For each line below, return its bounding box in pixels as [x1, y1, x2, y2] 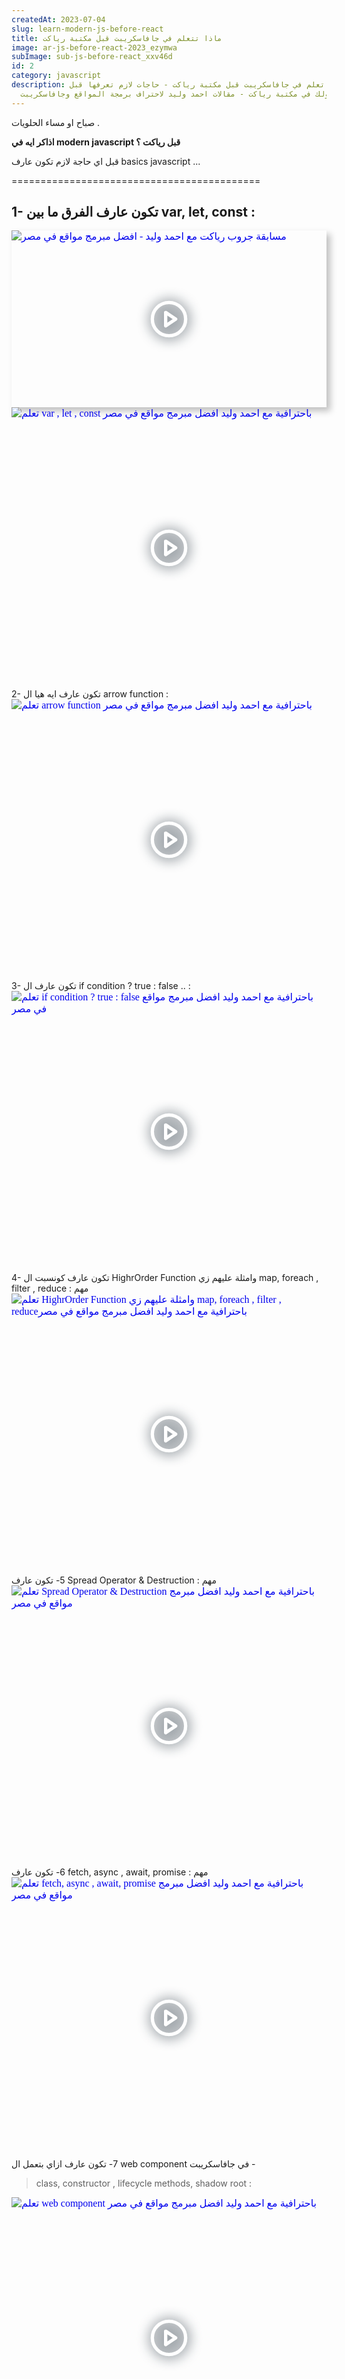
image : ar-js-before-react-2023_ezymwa [11, 42, 178, 53]
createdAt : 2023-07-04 [11, 14, 106, 25]
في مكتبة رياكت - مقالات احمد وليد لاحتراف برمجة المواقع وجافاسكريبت [20, 89, 312, 99]
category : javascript [11, 71, 102, 81]
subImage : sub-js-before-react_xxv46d [11, 52, 173, 62]
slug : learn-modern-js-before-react [11, 24, 164, 34]
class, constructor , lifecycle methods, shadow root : [35, 2177, 253, 2190]
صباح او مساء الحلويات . [11, 116, 101, 128]
